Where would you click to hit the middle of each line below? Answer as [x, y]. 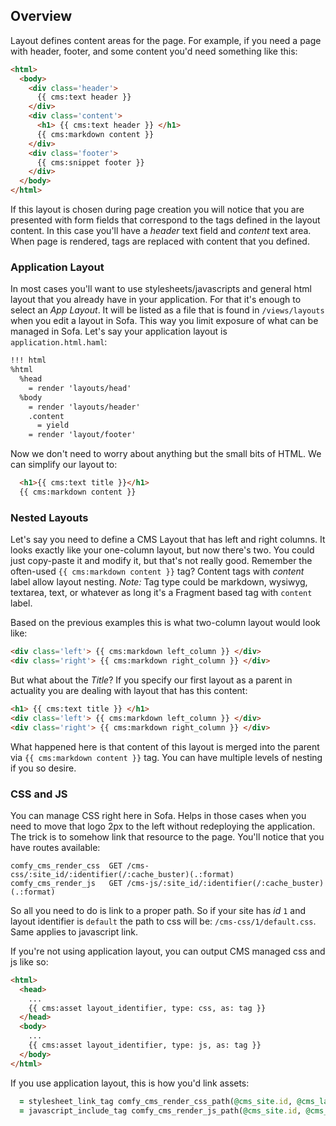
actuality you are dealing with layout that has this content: [129, 691]
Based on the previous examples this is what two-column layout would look [165, 623]
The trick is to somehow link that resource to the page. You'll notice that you [167, 836]
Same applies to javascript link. [74, 931]
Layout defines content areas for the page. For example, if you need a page [166, 40]
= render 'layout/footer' [82, 435]
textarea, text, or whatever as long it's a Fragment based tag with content [161, 593]
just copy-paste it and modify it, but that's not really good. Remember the [161, 561]
